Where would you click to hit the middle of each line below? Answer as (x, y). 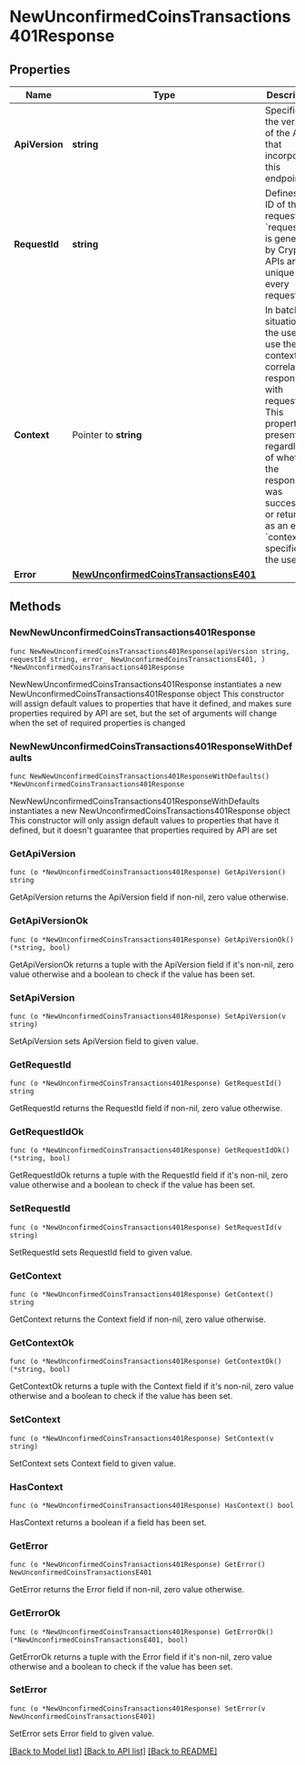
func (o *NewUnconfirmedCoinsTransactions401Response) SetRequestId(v (146, 1228)
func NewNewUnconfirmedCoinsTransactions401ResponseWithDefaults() (140, 776)
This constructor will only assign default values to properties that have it (144, 820)
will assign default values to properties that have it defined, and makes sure (151, 703)
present (281, 435)
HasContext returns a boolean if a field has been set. (108, 1522)
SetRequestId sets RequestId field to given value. (101, 1252)
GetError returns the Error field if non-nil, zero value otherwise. (127, 1590)
